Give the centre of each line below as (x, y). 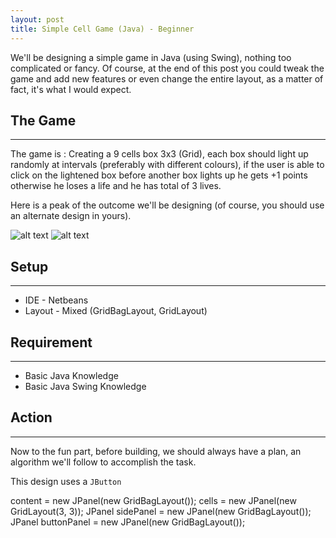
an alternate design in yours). (71, 216)
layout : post (37, 19)
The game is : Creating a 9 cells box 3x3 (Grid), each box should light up (159, 154)
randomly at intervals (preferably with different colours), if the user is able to (167, 165)
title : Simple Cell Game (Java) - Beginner (102, 29)
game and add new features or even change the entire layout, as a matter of (167, 78)
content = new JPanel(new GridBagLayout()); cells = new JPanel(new (153, 500)
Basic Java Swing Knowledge (85, 386)
